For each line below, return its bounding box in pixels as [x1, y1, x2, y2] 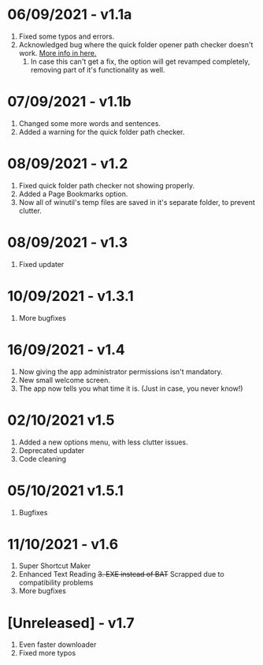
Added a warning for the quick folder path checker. [18, 127, 185, 136]
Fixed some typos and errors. [18, 32, 115, 41]
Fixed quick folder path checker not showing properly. [18, 180, 194, 190]
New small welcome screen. [18, 375, 111, 385]
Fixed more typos [18, 648, 76, 658]
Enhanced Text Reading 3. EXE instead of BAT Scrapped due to [18, 570, 225, 579]
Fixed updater [18, 259, 65, 269]
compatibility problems [18, 578, 94, 588]
